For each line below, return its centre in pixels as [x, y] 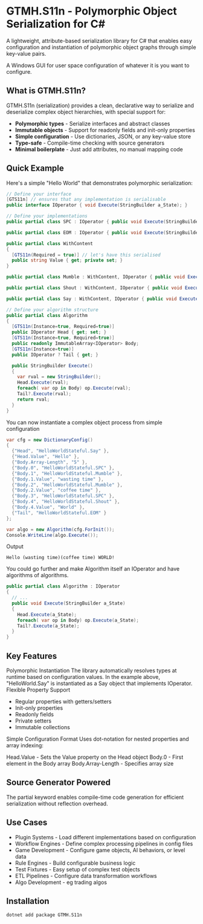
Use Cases [27, 823]
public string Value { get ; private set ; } [67, 260]
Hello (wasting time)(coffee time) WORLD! [60, 558]
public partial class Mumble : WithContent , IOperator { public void [96, 277]
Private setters [33, 721]
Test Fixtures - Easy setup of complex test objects [77, 869]
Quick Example [35, 169]
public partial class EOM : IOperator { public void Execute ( [86, 232]
